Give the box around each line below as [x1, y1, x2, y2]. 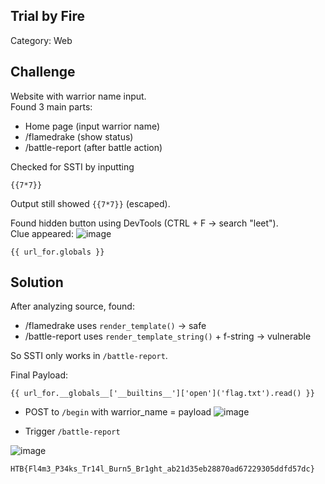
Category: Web [10, 34, 73, 46]
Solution [10, 274, 64, 291]
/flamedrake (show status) [24, 130, 134, 143]
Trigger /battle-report [24, 425, 121, 438]
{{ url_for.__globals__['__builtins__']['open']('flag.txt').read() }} [10, 389, 315, 399]
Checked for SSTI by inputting [10, 160, 135, 173]
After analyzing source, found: [10, 300, 135, 313]
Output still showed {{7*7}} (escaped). [10, 197, 171, 209]
